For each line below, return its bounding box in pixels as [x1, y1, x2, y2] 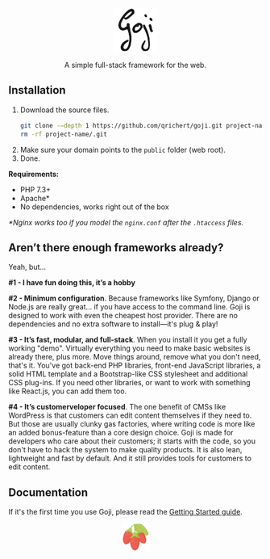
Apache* [19, 193, 50, 203]
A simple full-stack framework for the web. [64, 61, 207, 69]
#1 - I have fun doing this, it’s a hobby [8, 278, 135, 288]
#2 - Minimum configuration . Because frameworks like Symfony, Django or [8, 293, 260, 303]
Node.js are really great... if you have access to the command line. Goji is [8, 302, 251, 312]
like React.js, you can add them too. [8, 386, 127, 396]
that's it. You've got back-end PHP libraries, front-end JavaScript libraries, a [8, 360, 261, 371]
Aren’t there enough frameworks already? [8, 241, 224, 254]
